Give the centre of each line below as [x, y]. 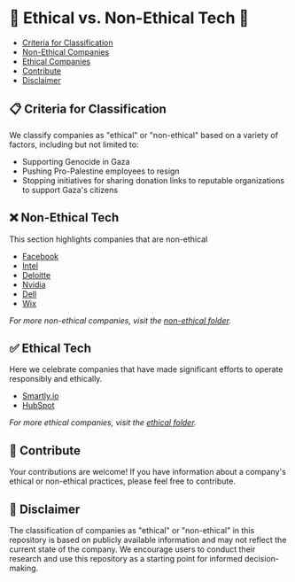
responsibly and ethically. [56, 379]
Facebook [40, 256]
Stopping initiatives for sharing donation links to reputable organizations [153, 180]
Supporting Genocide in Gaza [76, 161]
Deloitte [36, 275]
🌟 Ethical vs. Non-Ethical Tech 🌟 [129, 18]
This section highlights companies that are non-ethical [109, 239]
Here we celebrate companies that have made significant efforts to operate [146, 369]
